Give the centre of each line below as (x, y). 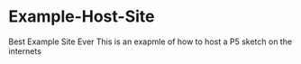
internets (25, 50)
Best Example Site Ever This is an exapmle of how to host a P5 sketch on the (150, 41)
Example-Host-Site (82, 17)
